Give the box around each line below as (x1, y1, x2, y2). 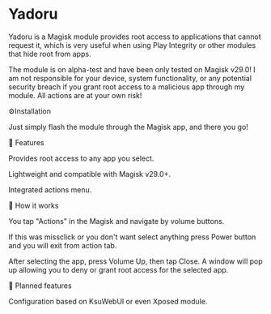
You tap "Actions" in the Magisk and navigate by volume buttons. (8, 216, 225, 226)
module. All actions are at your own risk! (8, 90, 142, 100)
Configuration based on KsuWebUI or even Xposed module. (8, 296, 208, 306)
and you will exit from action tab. (8, 240, 117, 250)
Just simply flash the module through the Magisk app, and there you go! (8, 122, 248, 131)
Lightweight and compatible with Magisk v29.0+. (8, 169, 171, 179)
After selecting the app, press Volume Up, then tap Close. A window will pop (8, 256, 263, 266)
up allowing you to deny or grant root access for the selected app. (8, 265, 229, 274)
